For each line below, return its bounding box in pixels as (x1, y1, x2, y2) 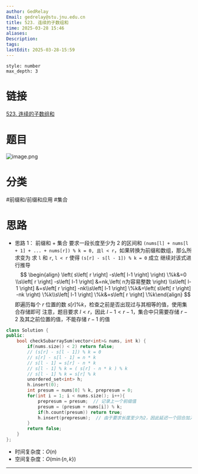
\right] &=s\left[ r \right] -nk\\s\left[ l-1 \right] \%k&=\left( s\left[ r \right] (19, 284, 192, 291)
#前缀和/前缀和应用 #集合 (6, 195, 68, 203)
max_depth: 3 (6, 68, 38, 74)
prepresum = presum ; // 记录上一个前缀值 (37, 398, 137, 404)
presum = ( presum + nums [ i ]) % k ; (37, 404, 123, 410)
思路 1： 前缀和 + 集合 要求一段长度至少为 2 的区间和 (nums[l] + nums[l (14, 239, 189, 246)
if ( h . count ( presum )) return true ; (37, 409, 123, 415)
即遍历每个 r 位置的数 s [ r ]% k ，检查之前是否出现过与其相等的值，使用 (14, 301, 183, 308)
